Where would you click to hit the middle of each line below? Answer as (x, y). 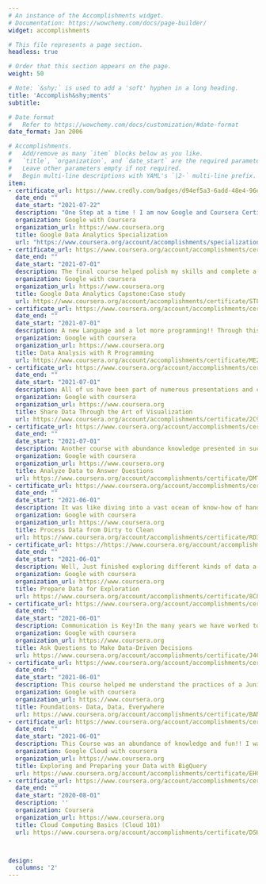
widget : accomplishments (49, 30)
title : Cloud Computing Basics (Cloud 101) (88, 825)
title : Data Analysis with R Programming (85, 353)
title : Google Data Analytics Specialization (92, 235)
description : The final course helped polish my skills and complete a (136, 272)
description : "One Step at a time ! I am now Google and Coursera (127, 213)
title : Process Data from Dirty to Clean (85, 530)
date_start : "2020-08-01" (58, 796)
